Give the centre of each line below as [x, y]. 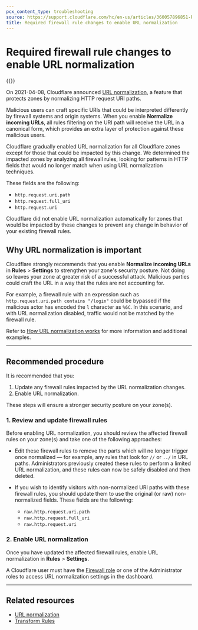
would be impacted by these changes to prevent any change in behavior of [97, 225]
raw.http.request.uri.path [57, 512]
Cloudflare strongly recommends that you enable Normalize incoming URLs [99, 264]
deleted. [25, 476]
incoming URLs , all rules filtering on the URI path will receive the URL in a [95, 122]
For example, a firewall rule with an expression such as [73, 295]
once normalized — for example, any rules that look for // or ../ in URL [101, 457]
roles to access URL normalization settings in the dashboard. [80, 576]
